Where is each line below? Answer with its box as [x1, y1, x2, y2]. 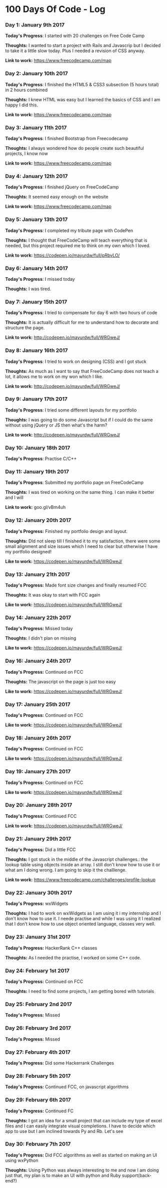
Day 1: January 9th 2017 [5, 22, 65, 29]
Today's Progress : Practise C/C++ [5, 456, 77, 462]
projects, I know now [5, 150, 48, 156]
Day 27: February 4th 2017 [5, 1049, 71, 1056]
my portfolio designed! [5, 548, 51, 554]
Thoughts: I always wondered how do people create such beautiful [5, 145, 144, 151]
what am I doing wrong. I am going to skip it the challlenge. [5, 867, 126, 873]
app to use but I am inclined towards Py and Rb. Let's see [5, 1128, 123, 1134]
